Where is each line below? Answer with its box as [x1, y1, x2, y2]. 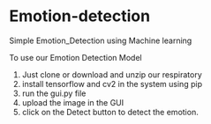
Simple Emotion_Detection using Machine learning [9, 35, 192, 46]
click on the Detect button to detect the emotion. [21, 106, 199, 117]
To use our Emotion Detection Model [9, 52, 143, 62]
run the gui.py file [21, 88, 87, 98]
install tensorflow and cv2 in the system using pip [21, 78, 203, 89]
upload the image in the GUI [21, 97, 124, 107]
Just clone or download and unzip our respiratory [21, 69, 203, 80]
